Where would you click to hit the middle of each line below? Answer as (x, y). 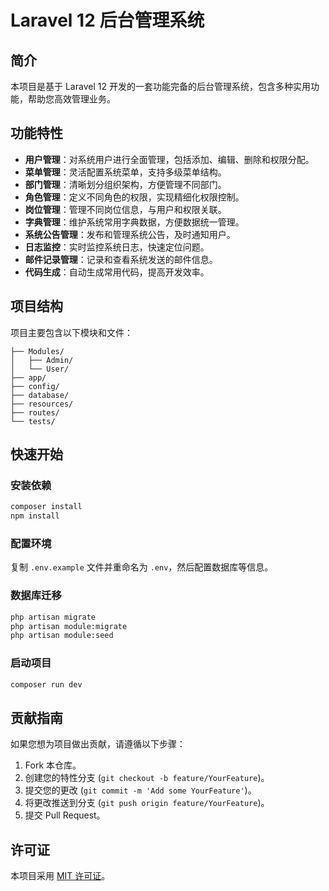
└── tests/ (33, 421)
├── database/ (40, 395)
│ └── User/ (40, 369)
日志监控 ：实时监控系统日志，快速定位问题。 (117, 247)
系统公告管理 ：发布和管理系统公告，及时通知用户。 (130, 234)
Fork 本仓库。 (53, 765)
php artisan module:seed (62, 636)
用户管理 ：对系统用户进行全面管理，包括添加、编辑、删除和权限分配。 (169, 159)
